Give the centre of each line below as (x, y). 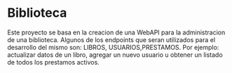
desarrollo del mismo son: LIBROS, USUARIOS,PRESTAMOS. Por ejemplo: (113, 47)
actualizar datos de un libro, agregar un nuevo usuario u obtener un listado (115, 55)
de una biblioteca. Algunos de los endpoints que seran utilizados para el (111, 39)
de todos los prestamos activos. (53, 62)
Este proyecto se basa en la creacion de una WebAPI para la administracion (116, 32)
